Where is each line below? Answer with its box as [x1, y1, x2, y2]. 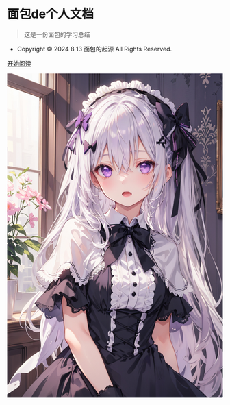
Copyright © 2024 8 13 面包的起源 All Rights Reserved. [16, 45, 172, 53]
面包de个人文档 [7, 6, 94, 22]
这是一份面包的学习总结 [23, 30, 90, 38]
